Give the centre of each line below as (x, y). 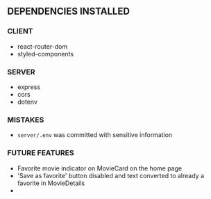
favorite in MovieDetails (51, 183)
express (28, 87)
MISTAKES (26, 120)
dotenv (27, 102)
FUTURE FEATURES (41, 153)
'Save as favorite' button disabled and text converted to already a (111, 175)
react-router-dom (42, 46)
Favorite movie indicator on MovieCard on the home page (100, 168)
